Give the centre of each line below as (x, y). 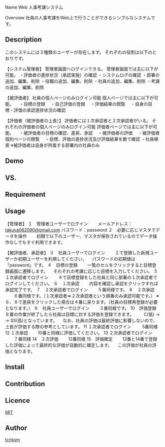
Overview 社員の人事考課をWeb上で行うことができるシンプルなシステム (78, 18)
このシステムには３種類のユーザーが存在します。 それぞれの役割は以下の (79, 52)
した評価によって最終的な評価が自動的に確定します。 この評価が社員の (79, 345)
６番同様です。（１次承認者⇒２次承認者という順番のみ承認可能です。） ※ (86, 296)
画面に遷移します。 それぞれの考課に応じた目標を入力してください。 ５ (83, 271)
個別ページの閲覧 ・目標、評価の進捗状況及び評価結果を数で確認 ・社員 (80, 139)
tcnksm (13, 440)
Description (23, 40)
